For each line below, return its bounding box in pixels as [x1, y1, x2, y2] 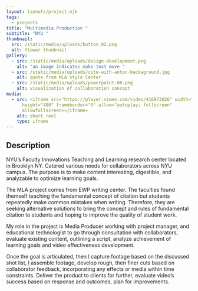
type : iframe [16, 119, 49, 125]
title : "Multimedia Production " [6, 25, 88, 31]
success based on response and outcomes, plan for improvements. [6, 278, 170, 285]
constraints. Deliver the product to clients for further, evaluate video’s [6, 272, 174, 279]
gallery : [6, 53, 28, 58]
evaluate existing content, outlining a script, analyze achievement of [6, 235, 171, 242]
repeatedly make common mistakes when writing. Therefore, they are [6, 198, 175, 205]
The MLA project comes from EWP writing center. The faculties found [6, 186, 175, 193]
